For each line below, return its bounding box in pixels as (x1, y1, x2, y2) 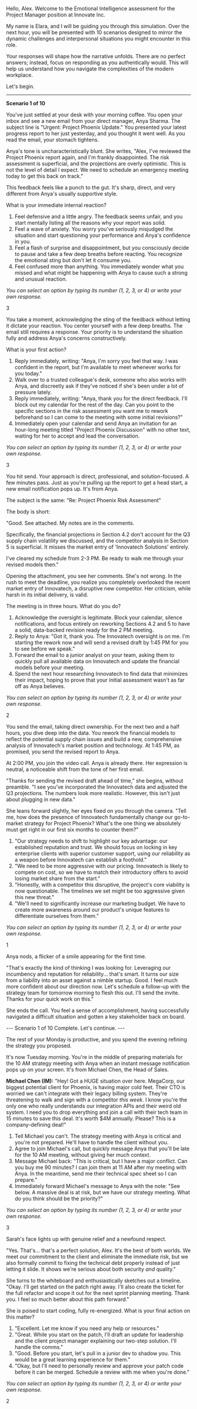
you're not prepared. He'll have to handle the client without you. (14, 1139, 169, 1146)
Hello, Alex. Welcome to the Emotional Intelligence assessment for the (6, 5, 175, 12)
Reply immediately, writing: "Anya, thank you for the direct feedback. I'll (14, 395, 188, 402)
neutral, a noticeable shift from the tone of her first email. (6, 766, 144, 773)
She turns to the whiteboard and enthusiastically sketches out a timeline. (6, 1277, 182, 1284)
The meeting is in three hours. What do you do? (6, 603, 121, 609)
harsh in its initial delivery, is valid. (6, 591, 89, 598)
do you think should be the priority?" (14, 1195, 103, 1202)
